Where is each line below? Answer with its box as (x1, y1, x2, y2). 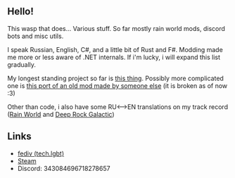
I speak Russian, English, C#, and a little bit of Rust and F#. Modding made (7, 45, 223, 53)
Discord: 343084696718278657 (17, 164, 110, 172)
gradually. (7, 60, 37, 69)
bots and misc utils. (7, 32, 64, 40)
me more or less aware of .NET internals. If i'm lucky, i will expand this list (7, 53, 220, 61)
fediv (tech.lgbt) (17, 149, 65, 158)
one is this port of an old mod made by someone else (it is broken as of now (7, 81, 228, 90)
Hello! (7, 6, 34, 18)
